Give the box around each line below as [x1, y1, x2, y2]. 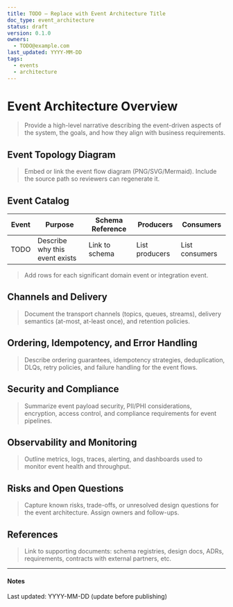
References [7, 528, 58, 540]
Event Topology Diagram [7, 149, 116, 161]
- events [13, 62, 39, 69]
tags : [7, 56, 23, 63]
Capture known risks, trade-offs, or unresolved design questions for [24, 501, 219, 510]
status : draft [7, 23, 49, 30]
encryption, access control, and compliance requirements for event [24, 409, 217, 417]
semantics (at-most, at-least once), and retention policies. [24, 317, 191, 325]
